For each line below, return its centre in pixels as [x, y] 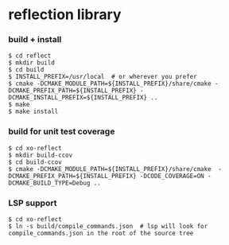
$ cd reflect [30, 56]
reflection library [65, 15]
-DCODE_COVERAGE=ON [172, 176]
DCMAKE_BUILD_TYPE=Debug [49, 183]
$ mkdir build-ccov [41, 155]
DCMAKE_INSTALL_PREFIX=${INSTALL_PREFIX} [78, 98]
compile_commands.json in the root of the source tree [101, 233]
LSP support [33, 203]
